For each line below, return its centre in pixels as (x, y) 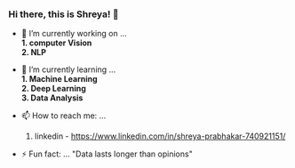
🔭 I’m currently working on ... (74, 34)
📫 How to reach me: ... (64, 116)
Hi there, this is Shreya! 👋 (64, 14)
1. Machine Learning (60, 79)
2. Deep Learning (53, 89)
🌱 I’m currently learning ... (68, 69)
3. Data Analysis (52, 98)
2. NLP (33, 52)
